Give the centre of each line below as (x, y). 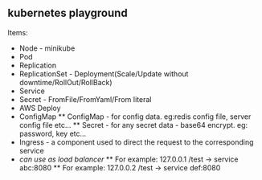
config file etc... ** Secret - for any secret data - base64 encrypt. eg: (133, 125)
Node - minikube (47, 48)
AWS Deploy (40, 108)
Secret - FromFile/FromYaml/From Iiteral (85, 99)
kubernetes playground (68, 13)
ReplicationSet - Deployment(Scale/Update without (104, 74)
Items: (18, 32)
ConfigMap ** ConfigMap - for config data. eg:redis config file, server (135, 117)
